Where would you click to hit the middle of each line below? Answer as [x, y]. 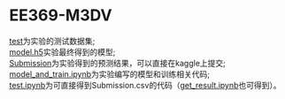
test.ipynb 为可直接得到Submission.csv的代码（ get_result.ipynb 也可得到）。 [145, 85]
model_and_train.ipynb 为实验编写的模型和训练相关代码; [110, 74]
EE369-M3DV [61, 15]
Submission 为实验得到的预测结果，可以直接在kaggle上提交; [117, 63]
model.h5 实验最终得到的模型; [62, 52]
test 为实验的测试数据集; [52, 41]
